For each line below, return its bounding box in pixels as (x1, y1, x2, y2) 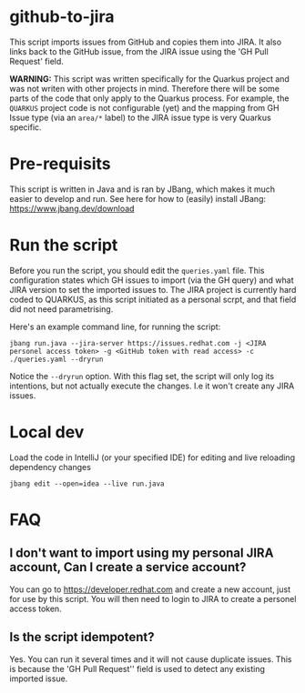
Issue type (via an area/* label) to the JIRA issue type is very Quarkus (9, 112, 271, 123)
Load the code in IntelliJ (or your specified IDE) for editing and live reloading (9, 452, 296, 463)
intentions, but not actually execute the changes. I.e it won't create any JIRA (9, 380, 295, 391)
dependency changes (9, 461, 91, 472)
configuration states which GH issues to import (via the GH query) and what (9, 275, 294, 286)
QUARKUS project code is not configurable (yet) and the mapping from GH (9, 102, 280, 113)
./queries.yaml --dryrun (9, 355, 104, 364)
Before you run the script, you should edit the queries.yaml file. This (9, 265, 265, 276)
